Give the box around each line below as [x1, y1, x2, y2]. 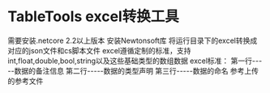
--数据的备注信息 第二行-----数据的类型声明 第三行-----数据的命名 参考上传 [7, 66, 259, 75]
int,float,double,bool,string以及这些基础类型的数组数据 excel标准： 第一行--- [7, 56, 263, 66]
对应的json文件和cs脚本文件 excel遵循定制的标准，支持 [7, 45, 191, 55]
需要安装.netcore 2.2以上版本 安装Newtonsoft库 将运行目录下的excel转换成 [7, 36, 258, 45]
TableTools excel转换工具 [7, 7, 179, 26]
